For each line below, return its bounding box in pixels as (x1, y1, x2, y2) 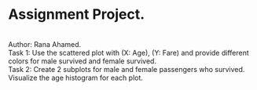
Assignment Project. (8, 5, 145, 23)
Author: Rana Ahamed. (8, 39, 82, 49)
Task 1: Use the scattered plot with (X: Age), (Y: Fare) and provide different (8, 48, 249, 57)
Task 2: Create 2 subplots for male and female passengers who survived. (8, 64, 245, 74)
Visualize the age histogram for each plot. (8, 73, 144, 82)
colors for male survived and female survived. (8, 56, 157, 66)
